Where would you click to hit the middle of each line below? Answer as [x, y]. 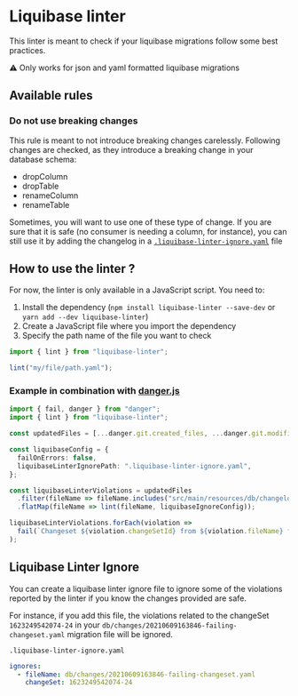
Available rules [51, 96]
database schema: [43, 159]
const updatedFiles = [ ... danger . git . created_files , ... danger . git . [138, 434]
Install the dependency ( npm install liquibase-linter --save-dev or [149, 308]
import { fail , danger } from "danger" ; [85, 409]
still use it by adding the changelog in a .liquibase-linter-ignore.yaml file [146, 241]
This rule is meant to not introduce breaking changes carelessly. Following [145, 140]
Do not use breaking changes [74, 121]
